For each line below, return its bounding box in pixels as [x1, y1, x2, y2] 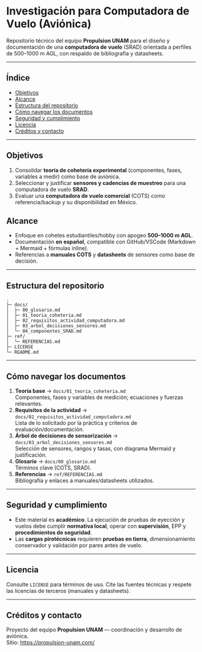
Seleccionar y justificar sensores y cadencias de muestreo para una [14, 179, 186, 186]
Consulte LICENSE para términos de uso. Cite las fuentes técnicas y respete [6, 580, 192, 588]
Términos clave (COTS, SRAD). [14, 464, 92, 471]
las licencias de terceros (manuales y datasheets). [6, 587, 130, 594]
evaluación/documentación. [14, 426, 84, 433]
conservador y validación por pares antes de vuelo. [14, 541, 143, 549]
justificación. [14, 451, 47, 459]
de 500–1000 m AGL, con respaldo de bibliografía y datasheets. [6, 49, 164, 57]
